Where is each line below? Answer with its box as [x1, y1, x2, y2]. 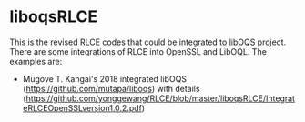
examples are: [9, 56, 63, 66]
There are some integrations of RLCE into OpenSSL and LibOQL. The [9, 46, 267, 56]
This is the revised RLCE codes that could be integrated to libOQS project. [9, 36, 287, 47]
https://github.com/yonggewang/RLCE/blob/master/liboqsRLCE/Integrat [25, 93, 296, 104]
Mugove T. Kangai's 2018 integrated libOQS [22, 73, 188, 84]
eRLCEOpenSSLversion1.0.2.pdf [22, 102, 143, 113]
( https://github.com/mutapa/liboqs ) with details [22, 83, 200, 94]
